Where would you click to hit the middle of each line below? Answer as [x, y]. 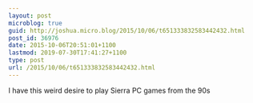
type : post [26, 61]
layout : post [30, 16]
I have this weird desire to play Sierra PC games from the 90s [109, 90]
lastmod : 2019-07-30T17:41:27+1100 [68, 53]
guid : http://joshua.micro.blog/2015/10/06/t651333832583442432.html [127, 30]
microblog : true [35, 23]
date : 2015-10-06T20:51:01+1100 [62, 46]
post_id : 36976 [34, 38]
